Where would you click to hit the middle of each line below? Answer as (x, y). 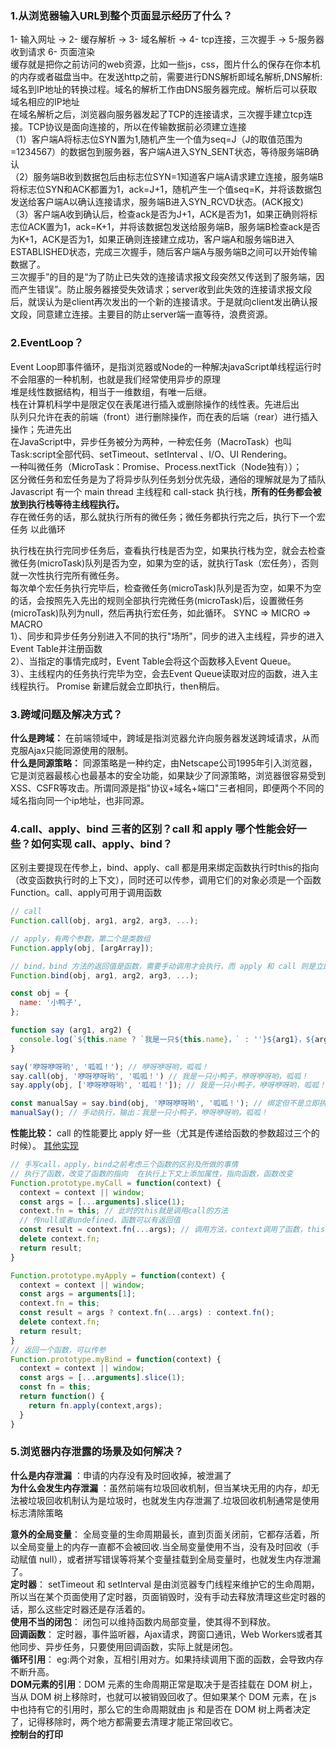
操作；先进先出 (41, 429)
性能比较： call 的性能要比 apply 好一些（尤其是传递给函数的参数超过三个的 (165, 1133)
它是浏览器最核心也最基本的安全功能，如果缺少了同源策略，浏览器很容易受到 (168, 775)
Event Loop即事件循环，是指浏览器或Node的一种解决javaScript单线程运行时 (166, 366)
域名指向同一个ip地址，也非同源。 (80, 800)
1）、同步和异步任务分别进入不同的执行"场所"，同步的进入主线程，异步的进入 (167, 636)
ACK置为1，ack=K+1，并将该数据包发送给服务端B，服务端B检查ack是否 (174, 227)
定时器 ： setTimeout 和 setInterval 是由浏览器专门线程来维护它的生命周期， (165, 1584)
